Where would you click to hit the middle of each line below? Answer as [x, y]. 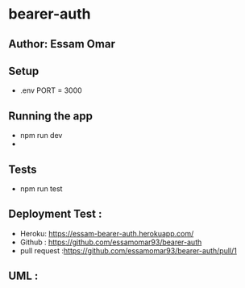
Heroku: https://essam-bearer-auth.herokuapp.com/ [107, 233]
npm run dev [41, 136]
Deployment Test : [55, 214]
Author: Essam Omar [62, 44]
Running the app [50, 116]
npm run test [41, 189]
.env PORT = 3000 [51, 90]
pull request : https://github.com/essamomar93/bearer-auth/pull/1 [129, 250]
